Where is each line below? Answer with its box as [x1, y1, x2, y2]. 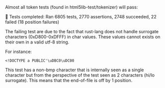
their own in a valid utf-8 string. [5, 39, 70, 45]
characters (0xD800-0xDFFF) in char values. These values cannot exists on [5, 34, 161, 40]
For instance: [5, 49, 32, 54]
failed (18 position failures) [5, 19, 60, 25]
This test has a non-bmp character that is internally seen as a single [5, 67, 144, 73]
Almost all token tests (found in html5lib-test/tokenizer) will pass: [5, 4, 138, 10]
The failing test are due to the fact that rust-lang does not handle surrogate [5, 29, 159, 34]
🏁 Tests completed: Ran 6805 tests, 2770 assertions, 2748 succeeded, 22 [5, 14, 157, 19]
